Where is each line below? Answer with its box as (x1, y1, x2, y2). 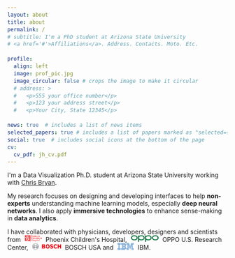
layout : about (7, 11, 49, 18)
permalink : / (7, 26, 45, 33)
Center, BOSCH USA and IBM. (7, 243, 151, 252)
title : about (7, 18, 45, 26)
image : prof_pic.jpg (13, 70, 73, 77)
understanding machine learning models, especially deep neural (31, 199, 218, 208)
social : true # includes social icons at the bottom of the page (7, 136, 205, 143)
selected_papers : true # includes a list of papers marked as (7, 129, 192, 136)
